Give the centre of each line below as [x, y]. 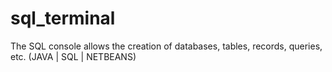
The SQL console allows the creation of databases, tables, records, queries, [166, 46]
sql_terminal [63, 18]
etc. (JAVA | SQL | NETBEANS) [73, 56]
